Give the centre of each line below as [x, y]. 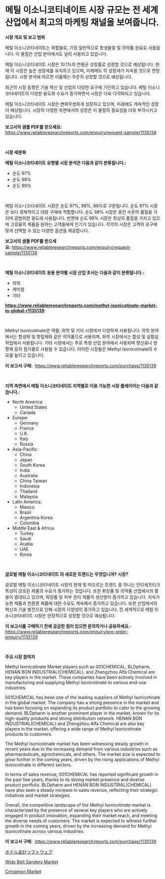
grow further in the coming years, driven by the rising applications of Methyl [82, 759]
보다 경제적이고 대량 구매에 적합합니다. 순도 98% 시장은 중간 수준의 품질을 [81, 212]
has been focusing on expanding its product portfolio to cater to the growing [82, 708]
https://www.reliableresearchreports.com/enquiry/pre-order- [67, 632]
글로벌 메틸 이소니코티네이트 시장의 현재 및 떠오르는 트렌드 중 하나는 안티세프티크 [83, 585]
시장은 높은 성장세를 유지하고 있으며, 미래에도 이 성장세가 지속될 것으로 [83, 70]
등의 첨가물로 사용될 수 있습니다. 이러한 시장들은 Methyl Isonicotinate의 [83, 349]
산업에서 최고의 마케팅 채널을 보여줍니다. [82, 23]
